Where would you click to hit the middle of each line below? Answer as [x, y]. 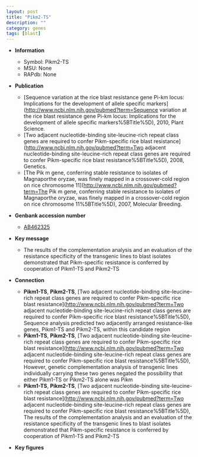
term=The [36, 192]
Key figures [29, 448]
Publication [29, 86]
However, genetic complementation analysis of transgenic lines [101, 367]
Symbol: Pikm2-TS [46, 62]
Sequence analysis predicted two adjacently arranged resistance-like [108, 323]
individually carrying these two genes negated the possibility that [103, 374]
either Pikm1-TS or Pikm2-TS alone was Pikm [78, 380]
